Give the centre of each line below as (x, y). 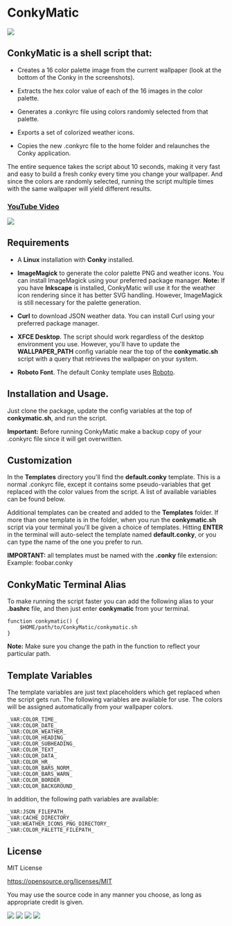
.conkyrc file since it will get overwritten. (65, 438)
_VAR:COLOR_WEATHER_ (37, 732)
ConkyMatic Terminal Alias (67, 584)
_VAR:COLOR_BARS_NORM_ (40, 768)
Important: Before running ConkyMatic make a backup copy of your (105, 431)
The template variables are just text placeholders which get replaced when (114, 692)
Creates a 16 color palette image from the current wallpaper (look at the (119, 70)
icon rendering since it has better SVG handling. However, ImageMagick (120, 295)
